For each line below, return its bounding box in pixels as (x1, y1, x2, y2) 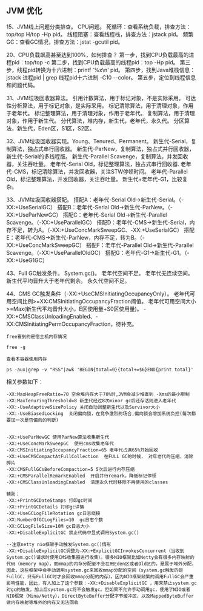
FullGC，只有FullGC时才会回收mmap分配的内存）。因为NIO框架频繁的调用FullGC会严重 (6, 573, 194, 579)
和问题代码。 (6, 81, 38, 89)
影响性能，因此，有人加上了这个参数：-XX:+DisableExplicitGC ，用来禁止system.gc (6, 580, 197, 586)
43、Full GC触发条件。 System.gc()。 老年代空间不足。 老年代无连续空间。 (6, 269, 193, 277)
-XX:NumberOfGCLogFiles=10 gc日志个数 (6, 516, 104, 523)
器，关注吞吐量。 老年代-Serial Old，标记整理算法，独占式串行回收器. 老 (6, 160, 187, 167)
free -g (6, 344, 26, 350)
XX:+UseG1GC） (6, 257, 48, 264)
